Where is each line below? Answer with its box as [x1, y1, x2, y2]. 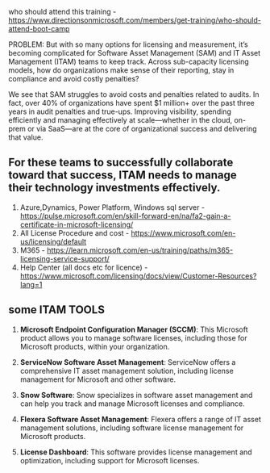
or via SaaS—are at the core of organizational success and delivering [27, 124, 257, 133]
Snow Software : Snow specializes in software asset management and [19, 390, 253, 400]
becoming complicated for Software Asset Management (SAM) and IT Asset [8, 48, 261, 57]
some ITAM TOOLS [8, 303, 105, 317]
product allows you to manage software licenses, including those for [19, 333, 247, 342]
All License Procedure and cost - [19, 228, 130, 237]
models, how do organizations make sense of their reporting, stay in [8, 65, 235, 75]
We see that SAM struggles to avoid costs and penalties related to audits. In [8, 90, 260, 99]
